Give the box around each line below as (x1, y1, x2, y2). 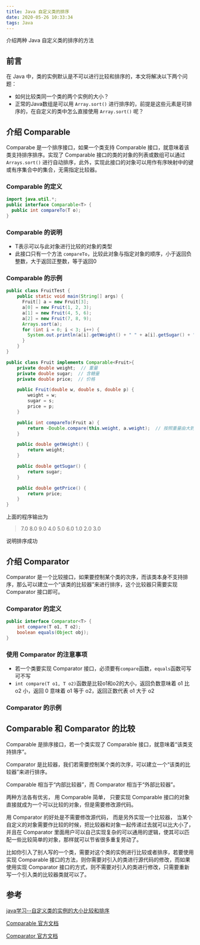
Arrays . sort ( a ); (21, 321, 62, 327)
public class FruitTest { (6, 288, 70, 294)
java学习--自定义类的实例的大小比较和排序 (6, 907, 110, 914)
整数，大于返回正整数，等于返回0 (14, 258, 97, 265)
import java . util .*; (6, 196, 58, 202)
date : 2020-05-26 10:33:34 (6, 14, 73, 20)
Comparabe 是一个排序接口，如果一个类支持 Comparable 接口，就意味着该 (6, 144, 189, 151)
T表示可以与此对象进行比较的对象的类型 (14, 243, 112, 250)
